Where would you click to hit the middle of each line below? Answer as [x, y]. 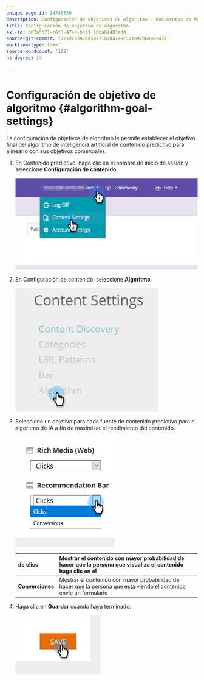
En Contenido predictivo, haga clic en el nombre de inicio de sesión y [101, 163]
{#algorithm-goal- [106, 108]
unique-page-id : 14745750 [39, 13]
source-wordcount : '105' [38, 52]
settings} [30, 121]
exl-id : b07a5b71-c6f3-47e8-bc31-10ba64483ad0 [66, 32]
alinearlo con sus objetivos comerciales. [56, 151]
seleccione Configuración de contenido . [66, 169]
